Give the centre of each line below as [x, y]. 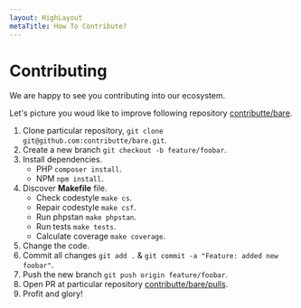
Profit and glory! [52, 294]
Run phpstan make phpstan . [86, 217]
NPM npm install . [70, 179]
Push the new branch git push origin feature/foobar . [125, 275]
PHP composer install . [79, 169]
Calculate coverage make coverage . [100, 237]
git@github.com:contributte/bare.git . [94, 140]
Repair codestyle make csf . [86, 208]
